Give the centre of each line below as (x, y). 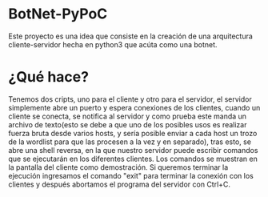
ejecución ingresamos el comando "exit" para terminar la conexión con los (131, 175)
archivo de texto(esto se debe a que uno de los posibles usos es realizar (128, 124)
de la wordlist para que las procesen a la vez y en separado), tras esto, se (130, 142)
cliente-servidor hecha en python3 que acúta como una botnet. (113, 44)
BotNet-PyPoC (58, 14)
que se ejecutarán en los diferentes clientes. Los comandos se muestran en (133, 159)
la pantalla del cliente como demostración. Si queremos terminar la (118, 167)
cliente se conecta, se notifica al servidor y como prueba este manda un (127, 116)
